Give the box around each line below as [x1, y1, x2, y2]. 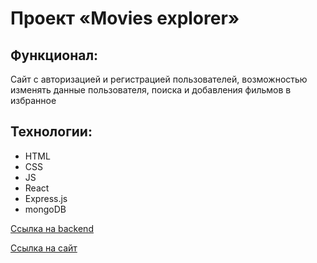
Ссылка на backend [10, 222, 94, 234]
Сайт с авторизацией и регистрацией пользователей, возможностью [10, 73, 308, 85]
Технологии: [10, 123, 93, 141]
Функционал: [10, 47, 99, 64]
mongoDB [24, 203, 67, 215]
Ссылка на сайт [10, 242, 78, 254]
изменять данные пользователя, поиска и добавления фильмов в [10, 84, 292, 96]
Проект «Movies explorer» [10, 7, 240, 30]
